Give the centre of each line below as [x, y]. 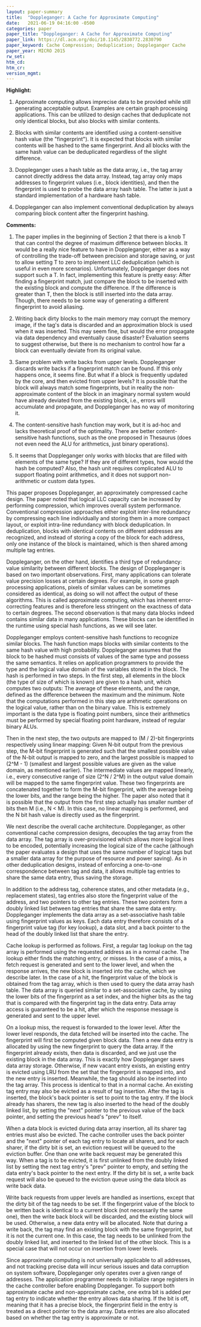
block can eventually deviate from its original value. [78, 351]
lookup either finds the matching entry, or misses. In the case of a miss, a [97, 958]
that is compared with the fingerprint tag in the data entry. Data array [91, 1003]
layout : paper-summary [34, 12]
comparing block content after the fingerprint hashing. [82, 213]
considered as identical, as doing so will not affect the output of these [92, 594]
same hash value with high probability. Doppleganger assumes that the [94, 650]
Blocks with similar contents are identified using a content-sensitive [98, 133]
